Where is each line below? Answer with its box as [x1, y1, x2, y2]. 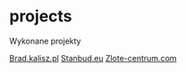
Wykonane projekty [9, 36, 81, 46]
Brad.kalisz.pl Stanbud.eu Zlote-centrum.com [9, 52, 177, 63]
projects [9, 6, 73, 27]
